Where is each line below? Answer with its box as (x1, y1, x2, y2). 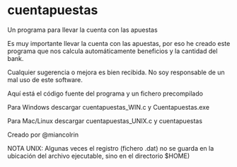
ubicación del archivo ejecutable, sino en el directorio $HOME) (7, 151, 190, 160)
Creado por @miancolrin (7, 130, 79, 139)
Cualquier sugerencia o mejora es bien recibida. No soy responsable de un (7, 68, 225, 76)
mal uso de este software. (7, 75, 83, 83)
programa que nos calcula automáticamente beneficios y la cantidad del (7, 47, 218, 55)
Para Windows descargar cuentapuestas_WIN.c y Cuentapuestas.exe (7, 103, 210, 111)
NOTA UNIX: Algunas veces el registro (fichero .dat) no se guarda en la (7, 144, 214, 152)
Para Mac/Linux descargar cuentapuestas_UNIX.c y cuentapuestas (7, 116, 203, 125)
